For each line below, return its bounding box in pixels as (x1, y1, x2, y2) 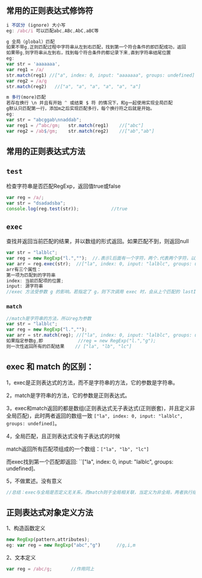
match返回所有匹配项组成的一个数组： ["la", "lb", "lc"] (6, 445, 149, 453)
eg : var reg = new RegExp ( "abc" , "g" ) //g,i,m (6, 542, 136, 548)
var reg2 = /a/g (6, 78, 47, 84)
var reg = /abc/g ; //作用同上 (6, 566, 94, 572)
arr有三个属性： (6, 266, 41, 273)
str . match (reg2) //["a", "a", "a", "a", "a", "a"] (6, 83, 141, 89)
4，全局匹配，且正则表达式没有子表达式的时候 (6, 432, 121, 439)
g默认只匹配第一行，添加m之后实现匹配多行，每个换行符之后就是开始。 (6, 106, 155, 112)
